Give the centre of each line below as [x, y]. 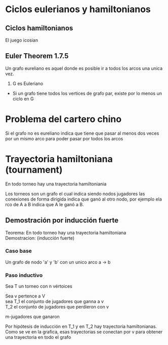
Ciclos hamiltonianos [39, 28]
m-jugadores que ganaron [32, 317]
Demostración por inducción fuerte [62, 221]
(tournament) [34, 169]
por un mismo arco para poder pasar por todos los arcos [64, 138]
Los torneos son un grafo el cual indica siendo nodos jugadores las [75, 194]
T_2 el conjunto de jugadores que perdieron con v [57, 307]
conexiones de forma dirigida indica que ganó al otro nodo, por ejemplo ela [83, 199]
